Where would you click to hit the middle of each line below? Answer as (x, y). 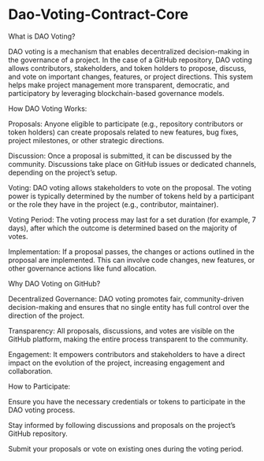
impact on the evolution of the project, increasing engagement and (116, 363)
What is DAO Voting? (42, 36)
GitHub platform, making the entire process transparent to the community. (128, 339)
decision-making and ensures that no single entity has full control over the (129, 307)
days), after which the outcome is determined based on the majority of (123, 228)
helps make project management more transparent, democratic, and (119, 85)
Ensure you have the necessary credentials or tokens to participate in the (127, 401)
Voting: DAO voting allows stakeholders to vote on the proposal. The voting (130, 187)
